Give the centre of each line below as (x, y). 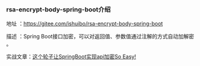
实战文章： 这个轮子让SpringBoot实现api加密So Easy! (71, 57)
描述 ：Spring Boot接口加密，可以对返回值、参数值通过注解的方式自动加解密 (100, 37)
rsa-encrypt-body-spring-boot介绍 (58, 9)
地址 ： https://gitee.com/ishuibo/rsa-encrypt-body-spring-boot (85, 24)
